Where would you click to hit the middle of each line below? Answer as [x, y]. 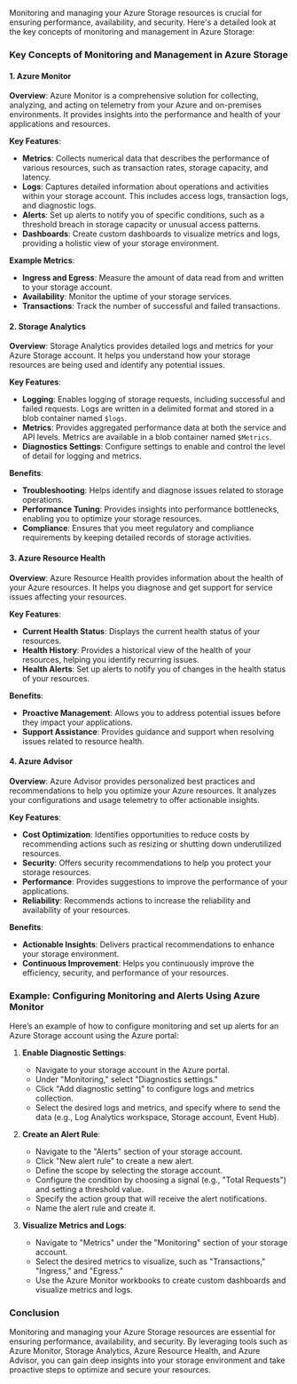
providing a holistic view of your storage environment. [121, 243]
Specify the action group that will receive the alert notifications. [151, 1199]
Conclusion [35, 1312]
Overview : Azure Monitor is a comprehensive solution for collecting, [134, 96]
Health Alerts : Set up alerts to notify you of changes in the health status [154, 669]
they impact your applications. [77, 722]
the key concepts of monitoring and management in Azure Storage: [132, 32]
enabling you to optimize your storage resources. [112, 519]
